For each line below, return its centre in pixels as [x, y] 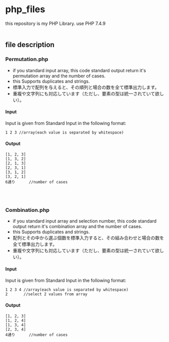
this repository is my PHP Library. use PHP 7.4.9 [55, 23]
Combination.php [27, 210]
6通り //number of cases [36, 182]
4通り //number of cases [36, 335]
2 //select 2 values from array [46, 294]
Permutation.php [27, 59]
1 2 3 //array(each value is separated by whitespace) [65, 132]
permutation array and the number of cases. [59, 76]
